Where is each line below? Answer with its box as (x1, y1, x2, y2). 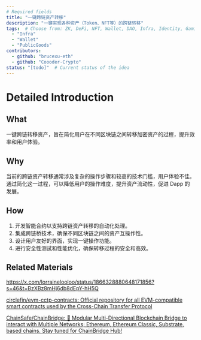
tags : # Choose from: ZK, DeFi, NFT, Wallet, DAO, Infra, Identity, (6, 25, 184, 32)
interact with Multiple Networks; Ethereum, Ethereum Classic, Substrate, (6, 320, 184, 327)
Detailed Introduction (6, 91, 114, 104)
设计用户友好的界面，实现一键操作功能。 (14, 237, 115, 244)
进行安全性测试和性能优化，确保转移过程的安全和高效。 (14, 245, 151, 252)
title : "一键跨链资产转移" (6, 14, 66, 20)
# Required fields (6, 8, 52, 15)
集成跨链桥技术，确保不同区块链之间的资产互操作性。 (14, 230, 147, 237)
